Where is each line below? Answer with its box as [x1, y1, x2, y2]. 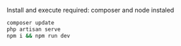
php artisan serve [6, 26, 61, 33]
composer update [6, 20, 54, 26]
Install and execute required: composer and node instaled [6, 6, 175, 14]
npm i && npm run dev [6, 32, 71, 39]
